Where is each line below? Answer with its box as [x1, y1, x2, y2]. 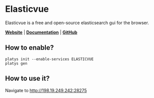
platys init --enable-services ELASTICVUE [5, 57, 94, 62]
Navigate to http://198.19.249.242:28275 [5, 87, 87, 93]
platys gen [5, 61, 28, 66]
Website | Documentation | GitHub [5, 29, 77, 35]
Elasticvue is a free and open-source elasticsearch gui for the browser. [5, 20, 149, 26]
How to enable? [5, 43, 54, 52]
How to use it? [5, 74, 50, 83]
